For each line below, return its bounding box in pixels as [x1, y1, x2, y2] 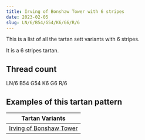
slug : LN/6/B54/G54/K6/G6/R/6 [6, 19, 80, 25]
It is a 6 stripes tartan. [6, 47, 59, 54]
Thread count [6, 64, 57, 74]
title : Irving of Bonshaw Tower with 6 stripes [6, 8, 125, 15]
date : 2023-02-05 [6, 14, 49, 20]
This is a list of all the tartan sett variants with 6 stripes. [6, 36, 140, 43]
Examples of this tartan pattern [6, 96, 122, 106]
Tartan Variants [21, 114, 66, 122]
